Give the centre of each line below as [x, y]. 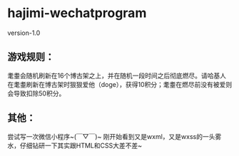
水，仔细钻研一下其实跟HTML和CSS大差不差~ [75, 145]
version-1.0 [24, 33]
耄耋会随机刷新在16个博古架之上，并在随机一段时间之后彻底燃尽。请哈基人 [117, 76]
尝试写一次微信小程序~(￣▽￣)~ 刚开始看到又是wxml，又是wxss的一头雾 [115, 136]
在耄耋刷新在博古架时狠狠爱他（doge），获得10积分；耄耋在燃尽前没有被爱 [117, 84]
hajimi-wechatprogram [77, 13]
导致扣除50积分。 [39, 93]
